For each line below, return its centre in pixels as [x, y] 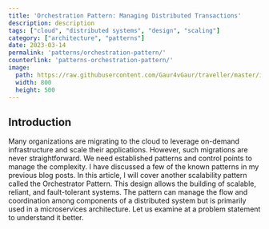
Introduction [40, 122]
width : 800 [34, 82]
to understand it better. [46, 218]
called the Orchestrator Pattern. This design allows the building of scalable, [132, 184]
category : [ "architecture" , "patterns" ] [77, 38]
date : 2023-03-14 [37, 45]
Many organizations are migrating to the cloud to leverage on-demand [124, 141]
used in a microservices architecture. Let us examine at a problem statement [134, 209]
